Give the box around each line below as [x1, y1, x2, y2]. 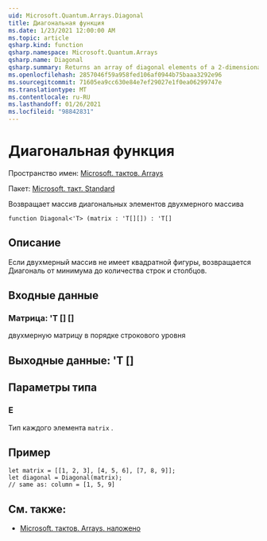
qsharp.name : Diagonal [8, 56, 83, 64]
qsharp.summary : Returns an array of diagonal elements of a [8, 64, 215, 72]
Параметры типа [8, 381, 98, 395]
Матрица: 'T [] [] [8, 313, 75, 324]
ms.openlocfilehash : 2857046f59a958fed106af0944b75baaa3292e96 [8, 71, 222, 79]
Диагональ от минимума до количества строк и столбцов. [8, 266, 207, 275]
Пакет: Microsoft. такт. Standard [8, 184, 115, 193]
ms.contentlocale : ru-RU [8, 93, 91, 101]
